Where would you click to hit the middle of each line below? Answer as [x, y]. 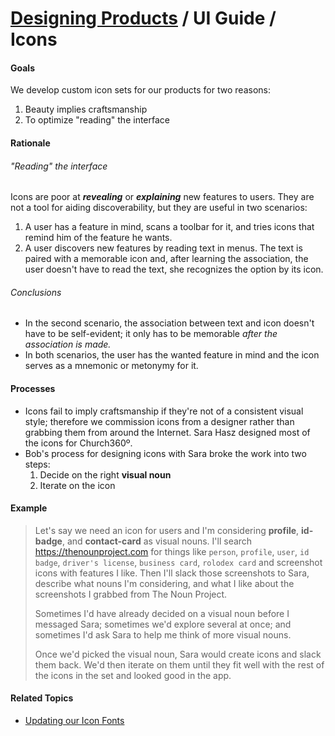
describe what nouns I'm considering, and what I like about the [164, 583]
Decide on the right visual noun [105, 474]
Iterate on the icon [77, 485]
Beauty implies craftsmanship [86, 109]
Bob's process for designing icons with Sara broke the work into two [165, 453]
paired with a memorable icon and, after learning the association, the [166, 259]
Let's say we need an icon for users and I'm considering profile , [167, 530]
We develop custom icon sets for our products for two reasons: [140, 90]
